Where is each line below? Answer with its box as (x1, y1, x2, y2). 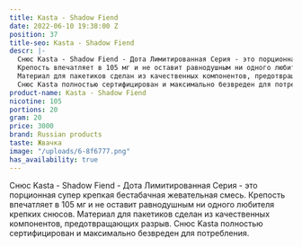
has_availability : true (9, 154, 99, 164)
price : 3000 (9, 122, 54, 131)
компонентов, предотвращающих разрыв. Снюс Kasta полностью (9, 217, 263, 229)
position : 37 (9, 30, 58, 39)
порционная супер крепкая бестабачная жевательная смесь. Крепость (9, 190, 286, 200)
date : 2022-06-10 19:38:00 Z (9, 22, 119, 31)
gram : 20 (9, 113, 42, 122)
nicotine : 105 (9, 96, 63, 106)
